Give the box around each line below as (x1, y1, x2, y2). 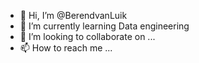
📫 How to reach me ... (19, 42, 113, 54)
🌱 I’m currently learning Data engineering (19, 20, 190, 32)
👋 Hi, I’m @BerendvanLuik (19, 10, 128, 21)
